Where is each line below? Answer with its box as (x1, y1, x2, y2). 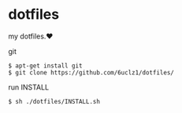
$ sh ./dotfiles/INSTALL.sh (8, 97, 101, 105)
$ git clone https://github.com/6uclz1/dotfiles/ (8, 68, 175, 76)
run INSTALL (8, 82, 50, 92)
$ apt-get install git (8, 61, 83, 70)
